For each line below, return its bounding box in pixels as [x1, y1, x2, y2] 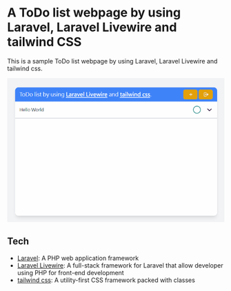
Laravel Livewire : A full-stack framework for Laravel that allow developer [17, 261, 224, 270]
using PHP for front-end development [17, 268, 124, 277]
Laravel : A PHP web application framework [17, 254, 139, 262]
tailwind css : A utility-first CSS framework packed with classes [17, 276, 195, 284]
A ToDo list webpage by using [7, 5, 181, 21]
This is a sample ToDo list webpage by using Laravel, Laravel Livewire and [7, 57, 218, 65]
